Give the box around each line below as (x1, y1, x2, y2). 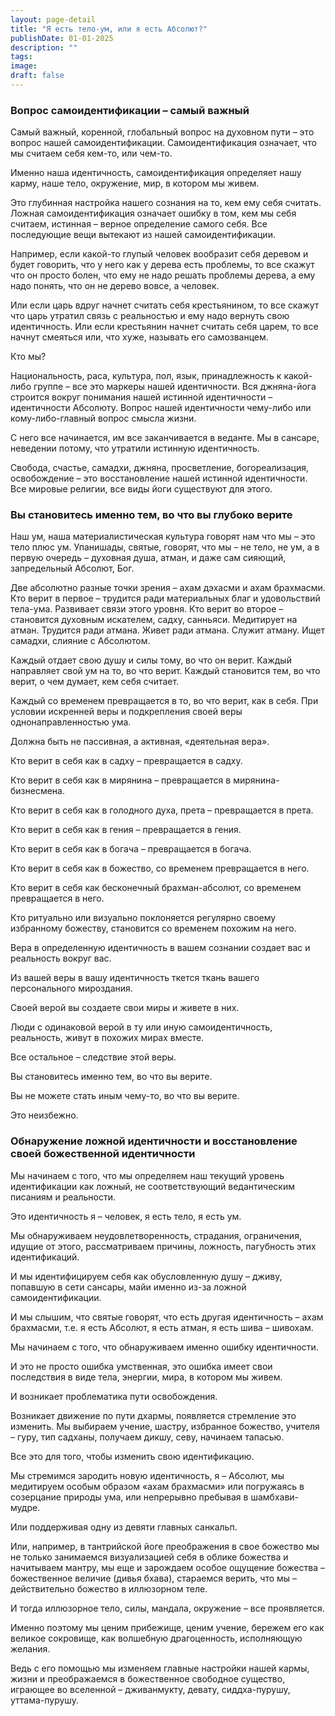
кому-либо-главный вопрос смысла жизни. (10, 412, 197, 425)
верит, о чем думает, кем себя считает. (10, 676, 180, 688)
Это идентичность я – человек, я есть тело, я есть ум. (10, 1210, 242, 1222)
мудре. (10, 1501, 41, 1513)
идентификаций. (10, 1251, 80, 1263)
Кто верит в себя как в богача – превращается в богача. (10, 843, 252, 855)
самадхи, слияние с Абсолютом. (10, 635, 151, 647)
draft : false (10, 71, 65, 81)
